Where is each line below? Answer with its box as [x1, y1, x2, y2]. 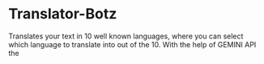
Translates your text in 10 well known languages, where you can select [8, 31, 244, 41]
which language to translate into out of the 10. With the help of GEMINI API [8, 39, 257, 49]
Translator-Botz [8, 5, 117, 23]
